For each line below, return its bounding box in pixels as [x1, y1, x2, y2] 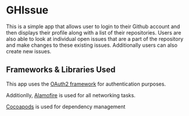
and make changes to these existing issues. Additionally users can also [6, 42, 178, 49]
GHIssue [6, 4, 49, 17]
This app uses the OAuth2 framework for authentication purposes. [6, 80, 166, 87]
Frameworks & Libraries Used [6, 65, 116, 75]
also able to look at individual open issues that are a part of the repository [6, 35, 184, 42]
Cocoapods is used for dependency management [6, 103, 126, 110]
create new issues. [6, 47, 51, 54]
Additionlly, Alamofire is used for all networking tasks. [6, 91, 136, 98]
